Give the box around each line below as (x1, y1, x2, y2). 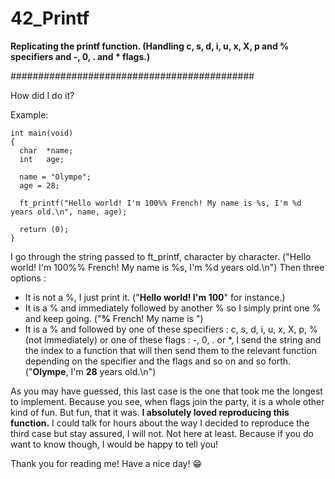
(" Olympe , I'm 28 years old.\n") (24, 365, 157, 377)
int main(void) (10, 128, 74, 138)
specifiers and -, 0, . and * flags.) (10, 50, 151, 62)
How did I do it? (10, 89, 75, 101)
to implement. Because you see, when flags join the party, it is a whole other (10, 395, 325, 407)
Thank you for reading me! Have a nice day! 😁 (10, 457, 202, 469)
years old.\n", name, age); (10, 207, 128, 217)
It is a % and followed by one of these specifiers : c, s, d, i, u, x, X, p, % (24, 323, 318, 335)
